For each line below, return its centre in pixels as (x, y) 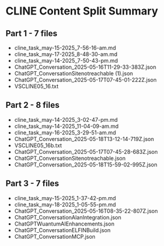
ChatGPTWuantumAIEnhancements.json (64, 224)
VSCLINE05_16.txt (36, 86)
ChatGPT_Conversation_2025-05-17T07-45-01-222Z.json (85, 80)
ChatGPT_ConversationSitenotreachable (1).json (74, 73)
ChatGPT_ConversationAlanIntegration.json (68, 217)
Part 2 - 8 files (32, 105)
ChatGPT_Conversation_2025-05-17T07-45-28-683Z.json (86, 151)
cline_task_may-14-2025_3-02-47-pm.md (66, 119)
